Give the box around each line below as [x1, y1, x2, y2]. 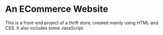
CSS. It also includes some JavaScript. [5, 25, 85, 31]
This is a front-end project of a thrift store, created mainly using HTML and [5, 20, 159, 26]
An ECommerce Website [5, 3, 109, 15]
